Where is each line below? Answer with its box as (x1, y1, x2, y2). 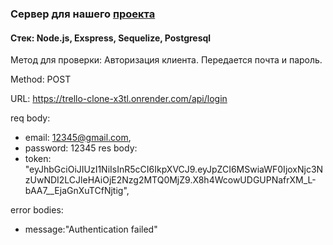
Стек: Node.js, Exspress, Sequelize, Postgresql (10, 32, 212, 44)
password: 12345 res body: (24, 142, 138, 154)
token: (24, 153, 52, 165)
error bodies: (10, 204, 64, 216)
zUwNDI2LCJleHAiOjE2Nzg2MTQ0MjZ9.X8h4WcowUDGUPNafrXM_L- (24, 174, 317, 186)
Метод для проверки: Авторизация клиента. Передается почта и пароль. (10, 54, 323, 66)
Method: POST (10, 73, 72, 86)
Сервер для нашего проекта (10, 7, 156, 21)
